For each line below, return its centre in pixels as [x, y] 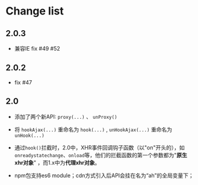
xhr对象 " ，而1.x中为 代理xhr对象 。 [57, 162]
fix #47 [23, 82]
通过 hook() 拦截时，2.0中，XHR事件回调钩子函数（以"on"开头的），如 [99, 147]
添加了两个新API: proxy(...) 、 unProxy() [66, 116]
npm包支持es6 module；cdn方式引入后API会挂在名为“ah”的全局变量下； [104, 175]
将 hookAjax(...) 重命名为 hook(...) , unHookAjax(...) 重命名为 [93, 129]
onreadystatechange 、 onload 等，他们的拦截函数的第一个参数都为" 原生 [101, 155]
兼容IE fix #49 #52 [37, 49]
